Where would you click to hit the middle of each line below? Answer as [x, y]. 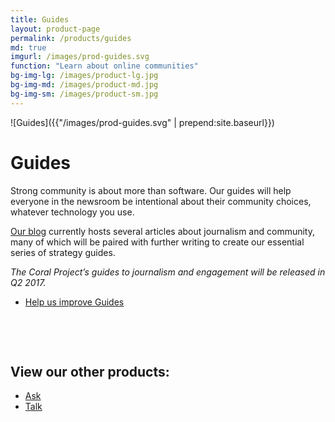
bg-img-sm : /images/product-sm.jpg [84, 94]
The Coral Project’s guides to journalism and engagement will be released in [168, 272]
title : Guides [40, 19]
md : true [28, 47]
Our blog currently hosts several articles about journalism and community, [163, 231]
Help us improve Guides [74, 302]
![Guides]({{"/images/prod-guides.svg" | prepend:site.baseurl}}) [142, 122]
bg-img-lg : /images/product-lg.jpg [84, 76]
